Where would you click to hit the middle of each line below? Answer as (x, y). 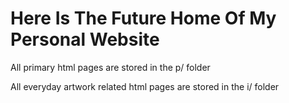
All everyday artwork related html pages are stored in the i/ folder (145, 86)
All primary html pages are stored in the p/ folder (110, 67)
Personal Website (85, 39)
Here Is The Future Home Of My (143, 18)
